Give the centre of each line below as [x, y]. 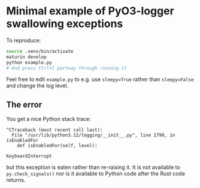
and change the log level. [37, 86]
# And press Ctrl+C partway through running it [67, 68]
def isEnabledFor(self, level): [57, 146]
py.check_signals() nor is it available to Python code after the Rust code [96, 174]
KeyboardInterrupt [29, 156]
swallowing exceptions [65, 24]
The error [24, 104]
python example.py [29, 62]
